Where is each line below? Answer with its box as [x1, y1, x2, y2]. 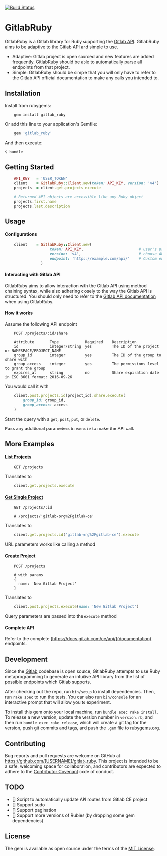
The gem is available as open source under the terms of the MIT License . [5, 845, 155, 851]
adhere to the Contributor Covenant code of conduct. [5, 769, 114, 775]
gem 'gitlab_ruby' [14, 130, 52, 136]
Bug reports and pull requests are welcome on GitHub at [5, 753, 121, 759]
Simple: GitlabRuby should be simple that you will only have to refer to [12, 69, 156, 75]
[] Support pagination [12, 807, 57, 813]
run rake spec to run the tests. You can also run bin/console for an [5, 694, 141, 700]
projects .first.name [14, 199, 57, 204]
